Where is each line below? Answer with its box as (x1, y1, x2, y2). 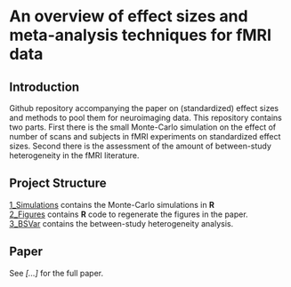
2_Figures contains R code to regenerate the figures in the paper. (9, 209, 248, 219)
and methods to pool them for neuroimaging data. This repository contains (9, 113, 282, 123)
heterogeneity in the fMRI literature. (9, 150, 140, 161)
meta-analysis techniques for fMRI (9, 25, 272, 45)
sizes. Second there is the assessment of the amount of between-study (9, 140, 271, 151)
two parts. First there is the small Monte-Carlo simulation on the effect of (9, 122, 277, 132)
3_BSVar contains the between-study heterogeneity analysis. (9, 218, 234, 228)
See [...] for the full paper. (9, 267, 104, 278)
